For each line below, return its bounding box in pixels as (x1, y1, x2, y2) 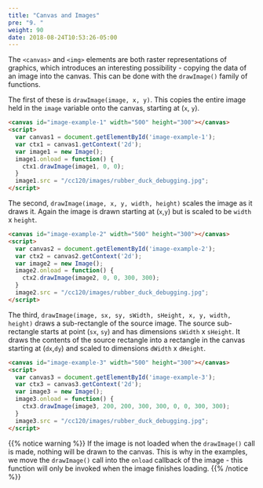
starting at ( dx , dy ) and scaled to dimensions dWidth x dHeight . (8, 343, 206, 353)
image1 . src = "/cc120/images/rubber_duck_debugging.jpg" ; (15, 177, 210, 185)
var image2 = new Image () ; (15, 260, 104, 268)
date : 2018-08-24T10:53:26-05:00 (8, 33, 118, 42)
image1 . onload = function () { (15, 155, 114, 163)
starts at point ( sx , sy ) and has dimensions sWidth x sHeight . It (40, 326, 241, 336)
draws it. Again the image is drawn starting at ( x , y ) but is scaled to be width (8, 207, 252, 216)
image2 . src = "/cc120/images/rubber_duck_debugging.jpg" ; (15, 289, 210, 297)
